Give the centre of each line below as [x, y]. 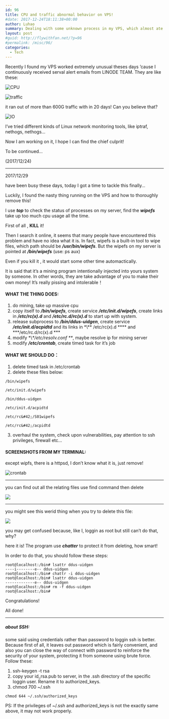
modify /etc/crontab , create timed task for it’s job [64, 343]
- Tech [17, 52]
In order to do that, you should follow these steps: [57, 556]
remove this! [18, 201]
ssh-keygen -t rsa [31, 671]
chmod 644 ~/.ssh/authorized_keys [41, 696]
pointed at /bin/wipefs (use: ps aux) [43, 251]
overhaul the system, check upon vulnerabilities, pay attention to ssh [84, 435]
